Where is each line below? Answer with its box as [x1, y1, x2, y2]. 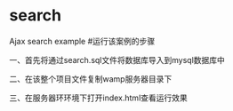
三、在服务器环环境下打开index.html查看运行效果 [9, 92, 189, 103]
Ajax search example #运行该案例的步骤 [9, 36, 156, 46]
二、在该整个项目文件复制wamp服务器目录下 [9, 73, 173, 84]
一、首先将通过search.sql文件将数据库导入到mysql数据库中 [9, 54, 225, 65]
